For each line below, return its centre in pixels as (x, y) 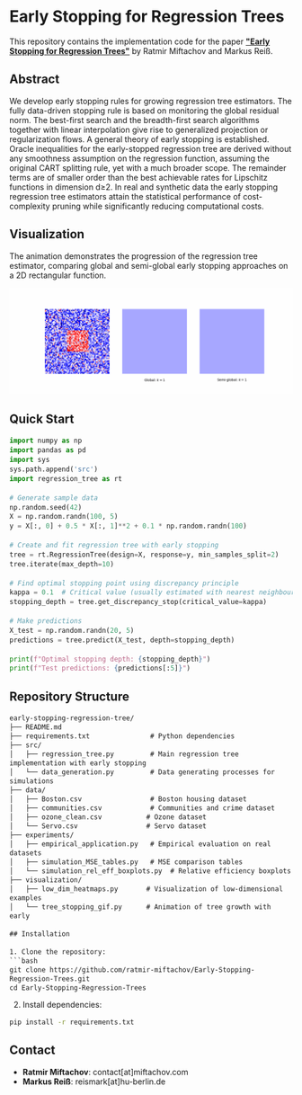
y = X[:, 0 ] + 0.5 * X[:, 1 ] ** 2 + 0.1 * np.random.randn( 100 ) (128, 526)
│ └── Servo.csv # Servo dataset (108, 826)
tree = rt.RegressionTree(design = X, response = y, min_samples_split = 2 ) (144, 555)
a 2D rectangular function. (58, 275)
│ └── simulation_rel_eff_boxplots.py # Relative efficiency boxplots (151, 871)
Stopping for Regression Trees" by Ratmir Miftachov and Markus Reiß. (141, 50)
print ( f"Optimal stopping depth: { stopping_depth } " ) (110, 659)
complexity (30, 206)
